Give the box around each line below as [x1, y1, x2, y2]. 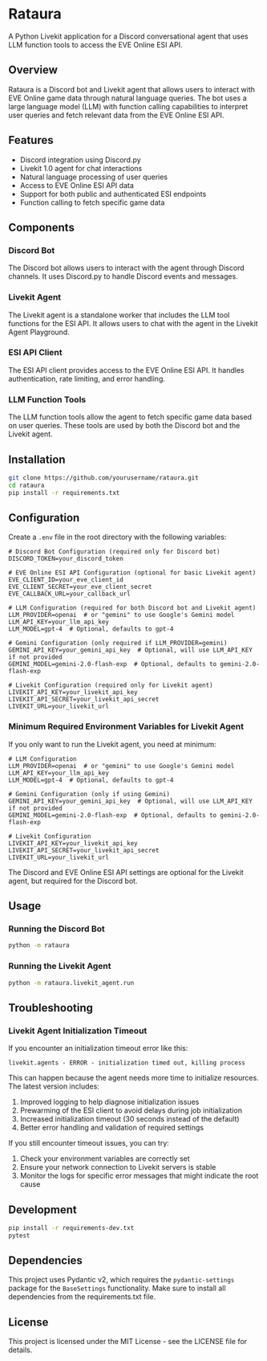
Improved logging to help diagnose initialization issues [19, 1097, 200, 1107]
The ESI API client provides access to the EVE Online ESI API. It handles [8, 365, 245, 374]
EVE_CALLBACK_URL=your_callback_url [8, 590, 131, 599]
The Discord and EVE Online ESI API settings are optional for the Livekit [8, 867, 244, 877]
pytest [8, 1231, 30, 1240]
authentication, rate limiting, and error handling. [8, 374, 166, 383]
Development [8, 1203, 78, 1216]
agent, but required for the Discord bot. [8, 876, 138, 885]
